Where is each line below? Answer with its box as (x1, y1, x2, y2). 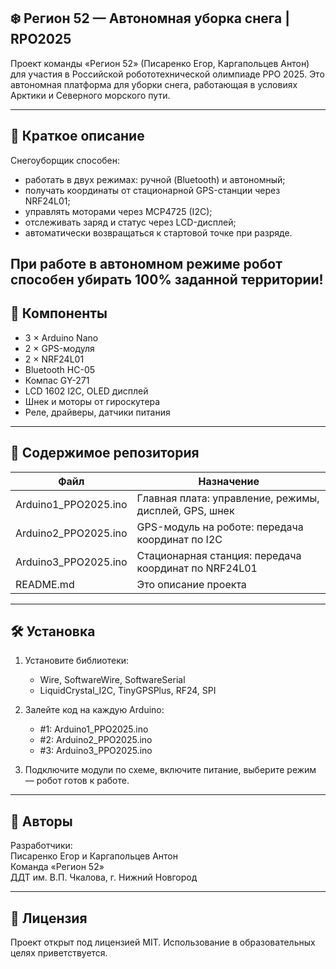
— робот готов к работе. (24, 775, 130, 787)
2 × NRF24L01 (24, 353, 85, 365)
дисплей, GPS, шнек (136, 503, 235, 517)
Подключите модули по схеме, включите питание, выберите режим (24, 764, 317, 776)
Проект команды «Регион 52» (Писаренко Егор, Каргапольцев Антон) (10, 57, 310, 69)
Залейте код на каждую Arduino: (24, 704, 165, 716)
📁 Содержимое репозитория (10, 445, 200, 462)
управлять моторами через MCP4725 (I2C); (24, 205, 213, 217)
